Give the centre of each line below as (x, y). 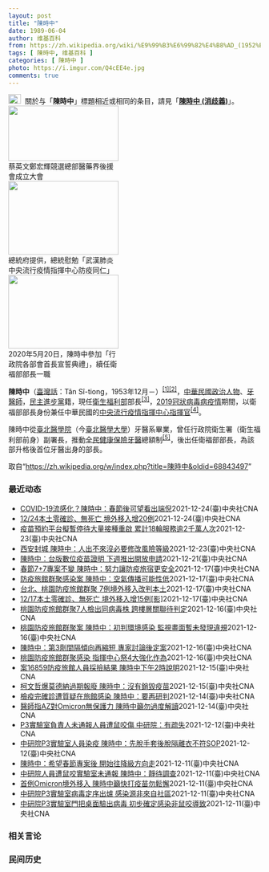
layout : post (30, 16)
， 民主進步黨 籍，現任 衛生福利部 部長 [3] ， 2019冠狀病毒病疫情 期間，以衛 (140, 401)
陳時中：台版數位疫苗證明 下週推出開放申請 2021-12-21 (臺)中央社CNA (133, 558)
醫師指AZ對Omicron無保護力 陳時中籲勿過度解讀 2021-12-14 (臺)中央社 (134, 706)
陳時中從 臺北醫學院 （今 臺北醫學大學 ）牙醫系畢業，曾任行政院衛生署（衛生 (131, 429)
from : (17, 46)
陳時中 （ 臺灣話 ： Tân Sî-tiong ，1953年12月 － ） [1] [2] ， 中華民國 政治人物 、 (128, 390)
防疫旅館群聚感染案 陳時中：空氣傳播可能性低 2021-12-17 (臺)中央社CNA (137, 578)
